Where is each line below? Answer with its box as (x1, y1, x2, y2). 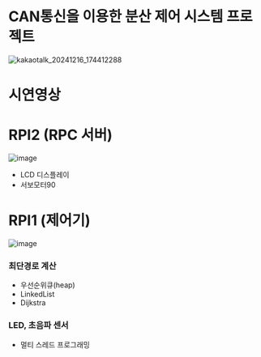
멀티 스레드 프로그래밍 (19, 339, 91, 349)
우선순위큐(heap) (19, 280, 75, 290)
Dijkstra (19, 298, 46, 308)
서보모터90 (19, 180, 56, 190)
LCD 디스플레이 (19, 170, 70, 180)
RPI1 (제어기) (8, 211, 91, 230)
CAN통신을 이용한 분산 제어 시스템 (8, 7, 224, 26)
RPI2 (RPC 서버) (8, 126, 113, 144)
